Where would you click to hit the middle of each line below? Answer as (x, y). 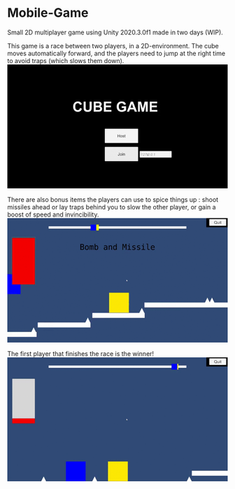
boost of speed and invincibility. (53, 214)
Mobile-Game (48, 13)
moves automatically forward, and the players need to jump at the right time (116, 53)
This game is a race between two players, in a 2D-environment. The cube (113, 46)
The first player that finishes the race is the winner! (81, 353)
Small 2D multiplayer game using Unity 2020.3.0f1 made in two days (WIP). (115, 32)
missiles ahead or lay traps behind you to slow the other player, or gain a (112, 207)
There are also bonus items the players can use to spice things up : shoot (113, 200)
